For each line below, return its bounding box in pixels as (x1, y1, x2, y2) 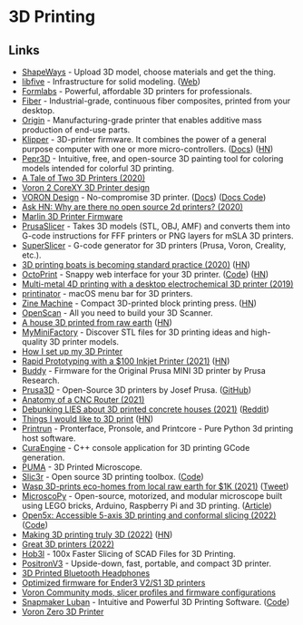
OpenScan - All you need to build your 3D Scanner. (21, 308, 213, 318)
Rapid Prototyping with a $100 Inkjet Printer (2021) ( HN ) (21, 356, 230, 366)
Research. (21, 375, 60, 386)
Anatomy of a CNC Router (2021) (21, 395, 145, 405)
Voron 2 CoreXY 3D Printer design (21, 182, 151, 192)
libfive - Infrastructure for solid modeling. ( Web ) (21, 76, 201, 87)
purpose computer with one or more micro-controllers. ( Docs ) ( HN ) (21, 143, 274, 154)
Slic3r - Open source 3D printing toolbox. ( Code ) (21, 472, 205, 482)
